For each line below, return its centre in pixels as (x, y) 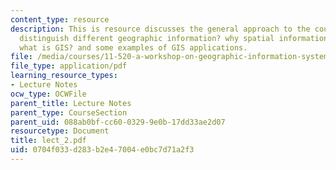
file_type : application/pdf (69, 66)
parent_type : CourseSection (69, 112)
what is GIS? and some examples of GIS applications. (133, 47)
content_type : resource (60, 19)
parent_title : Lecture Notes (71, 103)
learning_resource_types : (64, 76)
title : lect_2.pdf (48, 141)
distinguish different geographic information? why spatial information (174, 38)
